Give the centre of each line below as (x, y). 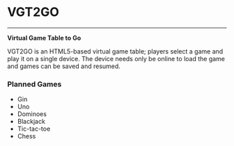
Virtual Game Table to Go (44, 38)
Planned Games (34, 84)
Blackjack (31, 122)
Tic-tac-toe (34, 129)
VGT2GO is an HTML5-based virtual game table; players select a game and (115, 51)
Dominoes (32, 114)
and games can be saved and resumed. (64, 66)
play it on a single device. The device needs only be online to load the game (116, 58)
